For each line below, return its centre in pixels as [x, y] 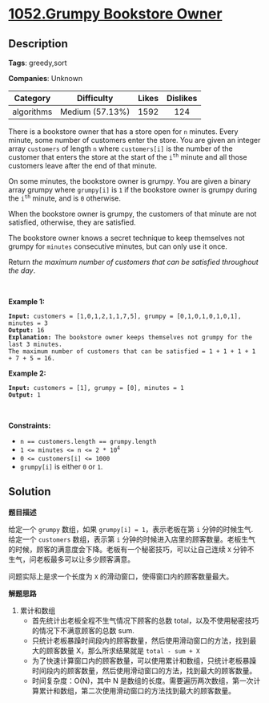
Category [32, 98]
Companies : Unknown [45, 78]
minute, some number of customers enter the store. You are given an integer [134, 140]
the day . [22, 270]
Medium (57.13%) [95, 112]
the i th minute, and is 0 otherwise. [65, 198]
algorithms [32, 112]
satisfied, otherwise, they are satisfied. [72, 222]
